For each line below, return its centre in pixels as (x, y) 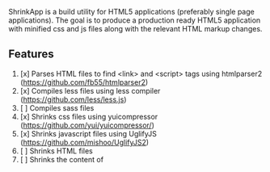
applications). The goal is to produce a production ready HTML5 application (135, 20)
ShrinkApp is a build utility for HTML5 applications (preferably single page (131, 12)
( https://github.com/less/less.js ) (73, 99)
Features (31, 55)
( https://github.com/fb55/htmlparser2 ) (84, 82)
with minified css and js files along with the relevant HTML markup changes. (135, 29)
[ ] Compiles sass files (57, 107)
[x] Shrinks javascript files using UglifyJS (89, 133)
